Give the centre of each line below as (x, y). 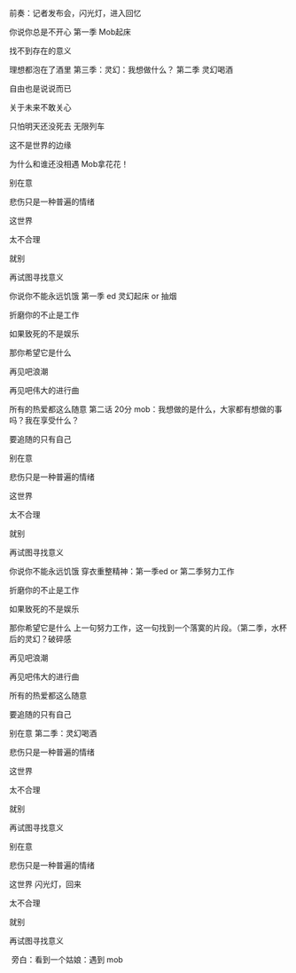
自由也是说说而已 (40, 88)
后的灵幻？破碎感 (40, 639)
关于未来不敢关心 (40, 107)
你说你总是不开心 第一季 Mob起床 (70, 32)
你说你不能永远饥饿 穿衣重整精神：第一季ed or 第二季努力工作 (122, 571)
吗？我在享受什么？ (44, 420)
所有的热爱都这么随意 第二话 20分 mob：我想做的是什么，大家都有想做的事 (146, 409)
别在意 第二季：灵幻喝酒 (53, 733)
